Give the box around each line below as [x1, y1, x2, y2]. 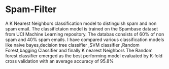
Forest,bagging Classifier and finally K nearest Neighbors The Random [5, 47, 153, 53]
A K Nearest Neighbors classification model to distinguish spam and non [5, 20, 157, 26]
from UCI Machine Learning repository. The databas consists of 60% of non [5, 31, 164, 37]
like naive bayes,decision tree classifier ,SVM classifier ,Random [5, 42, 140, 48]
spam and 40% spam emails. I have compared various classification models [5, 37, 164, 43]
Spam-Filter [5, 4, 57, 15]
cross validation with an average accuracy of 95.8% [5, 58, 114, 64]
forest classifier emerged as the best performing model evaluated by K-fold [5, 52, 163, 59]
